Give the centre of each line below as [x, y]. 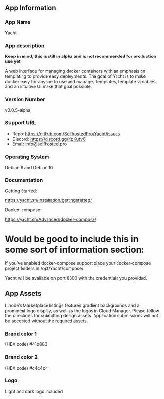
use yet [13, 61]
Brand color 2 [22, 357]
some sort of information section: [75, 250]
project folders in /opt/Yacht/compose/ [44, 269]
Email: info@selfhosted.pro [39, 144]
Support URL [21, 123]
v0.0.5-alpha [18, 110]
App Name [18, 22]
